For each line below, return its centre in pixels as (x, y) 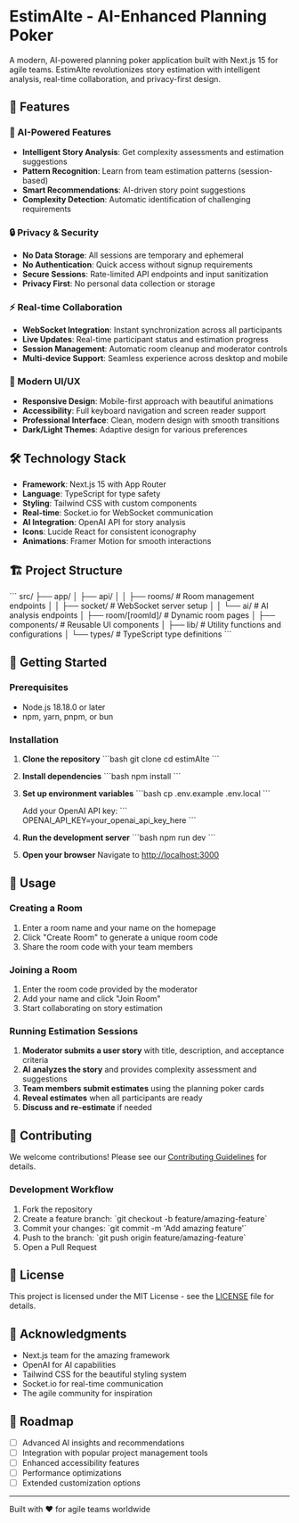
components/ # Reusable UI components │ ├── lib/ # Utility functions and (145, 625)
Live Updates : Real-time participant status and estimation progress (145, 340)
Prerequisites (39, 687)
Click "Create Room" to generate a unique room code (120, 937)
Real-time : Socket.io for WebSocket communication (117, 513)
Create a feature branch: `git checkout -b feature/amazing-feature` (145, 1218)
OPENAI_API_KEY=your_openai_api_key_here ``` (109, 820)
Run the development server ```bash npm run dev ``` (119, 838)
